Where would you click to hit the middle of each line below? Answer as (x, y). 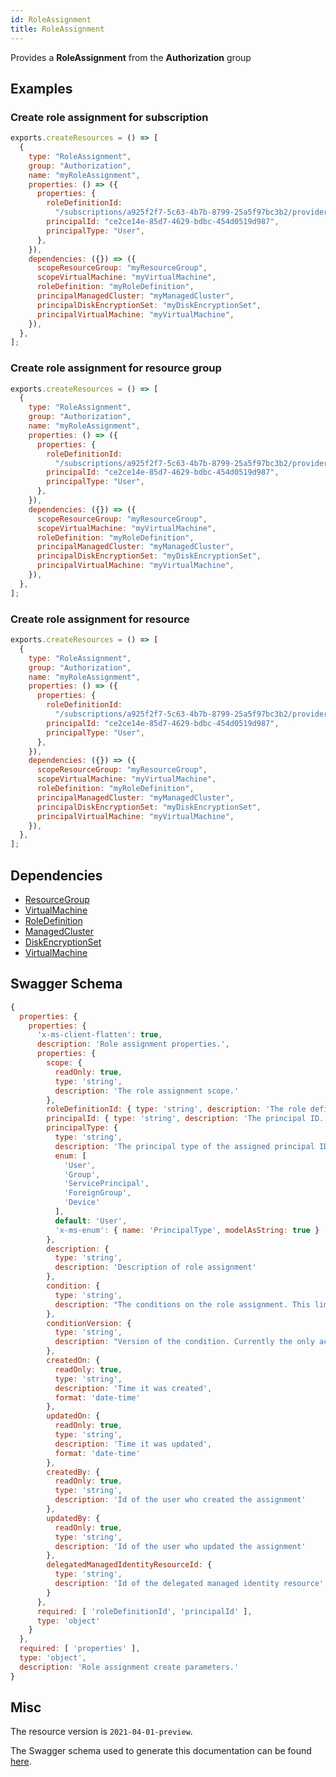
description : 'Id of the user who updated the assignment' (180, 1546)
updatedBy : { (73, 1518)
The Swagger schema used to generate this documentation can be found (161, 1751)
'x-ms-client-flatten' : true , (99, 1035)
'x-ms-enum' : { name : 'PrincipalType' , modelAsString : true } (187, 1230)
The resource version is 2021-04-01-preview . (101, 1732)
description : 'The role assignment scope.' (147, 1091)
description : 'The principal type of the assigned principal (184, 1146)
